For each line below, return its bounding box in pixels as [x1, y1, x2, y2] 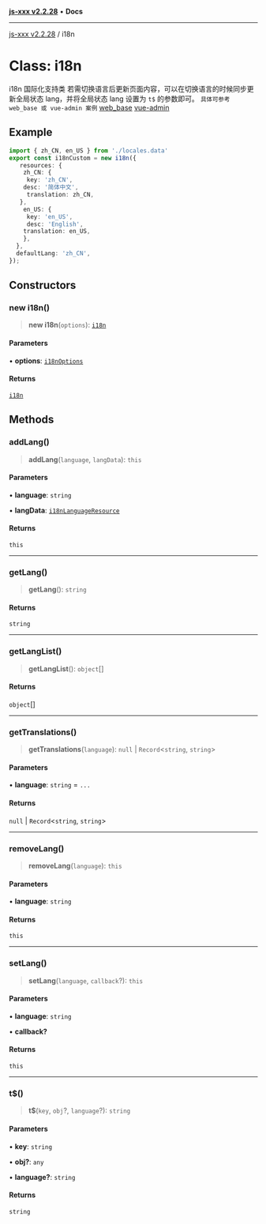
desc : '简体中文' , [23, 183, 79, 192]
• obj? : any [9, 1157, 44, 1166]
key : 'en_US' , [26, 212, 73, 220]
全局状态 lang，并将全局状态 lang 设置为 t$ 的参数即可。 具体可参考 [15, 94, 230, 103]
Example [9, 126, 53, 139]
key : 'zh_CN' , [26, 176, 73, 184]
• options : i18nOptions [9, 355, 84, 366]
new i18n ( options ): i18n [28, 320, 107, 330]
